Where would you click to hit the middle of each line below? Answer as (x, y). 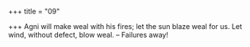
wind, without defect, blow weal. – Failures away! (88, 35)
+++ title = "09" (34, 11)
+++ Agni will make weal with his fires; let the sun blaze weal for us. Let (125, 26)
